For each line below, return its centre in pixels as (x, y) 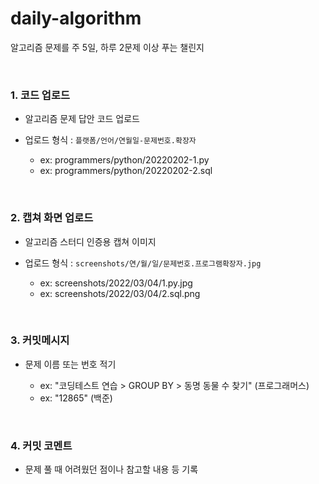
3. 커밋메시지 (40, 340)
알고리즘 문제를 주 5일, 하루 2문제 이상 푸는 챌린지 (107, 47)
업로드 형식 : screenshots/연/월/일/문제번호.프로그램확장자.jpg (143, 263)
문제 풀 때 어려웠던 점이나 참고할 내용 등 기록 (111, 469)
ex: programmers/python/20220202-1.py (124, 160)
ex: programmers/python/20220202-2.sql (126, 171)
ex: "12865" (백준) (76, 398)
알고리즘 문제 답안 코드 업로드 (82, 119)
